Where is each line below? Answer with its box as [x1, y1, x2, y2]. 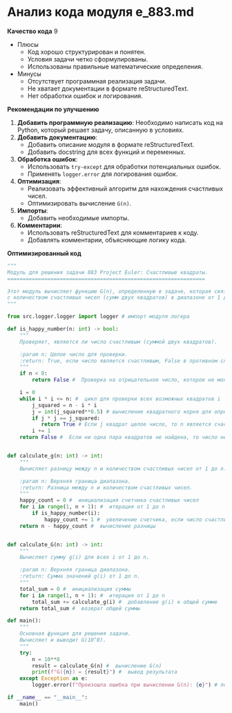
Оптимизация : [17, 177, 61, 185]
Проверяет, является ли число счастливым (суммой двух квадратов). [19, 338, 217, 345]
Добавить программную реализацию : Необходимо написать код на [17, 118, 223, 126]
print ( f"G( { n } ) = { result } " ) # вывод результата [32, 669, 177, 676]
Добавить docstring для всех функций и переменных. [27, 148, 186, 156]
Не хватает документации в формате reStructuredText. [27, 84, 188, 92]
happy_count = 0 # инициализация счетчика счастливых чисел [19, 497, 199, 504]
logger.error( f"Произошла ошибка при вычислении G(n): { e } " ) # [32, 681, 217, 689]
